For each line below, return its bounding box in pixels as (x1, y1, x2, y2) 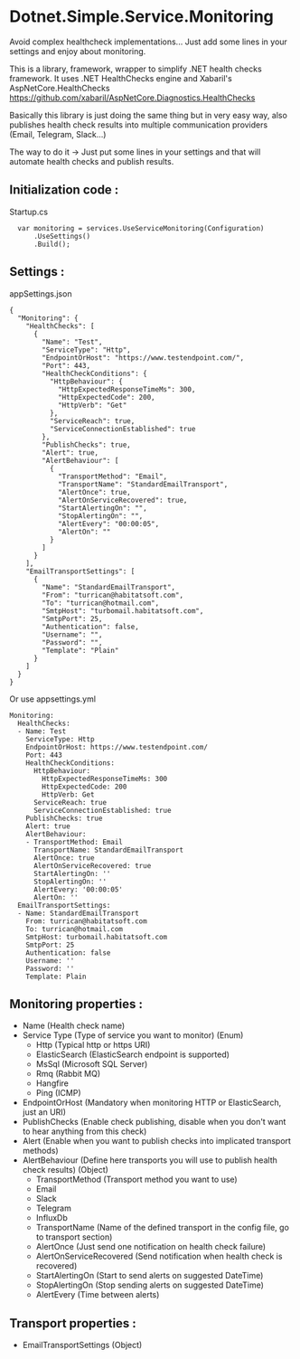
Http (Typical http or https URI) (35, 1040, 151, 1051)
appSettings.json (9, 288, 72, 299)
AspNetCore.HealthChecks (9, 82, 110, 93)
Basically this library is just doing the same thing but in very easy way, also (9, 109, 287, 120)
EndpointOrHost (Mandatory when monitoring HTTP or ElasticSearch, (22, 1097, 282, 1109)
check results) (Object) (22, 1165, 108, 1175)
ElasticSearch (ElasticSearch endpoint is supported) (35, 1049, 230, 1060)
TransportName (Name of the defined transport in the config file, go (35, 1222, 289, 1233)
